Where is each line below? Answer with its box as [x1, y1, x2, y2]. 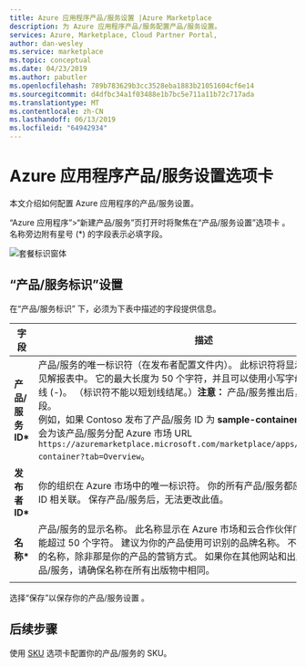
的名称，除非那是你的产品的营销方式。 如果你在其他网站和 [37, 549, 287, 562]
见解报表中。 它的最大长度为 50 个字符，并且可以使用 [37, 371, 268, 384]
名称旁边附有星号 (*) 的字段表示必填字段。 [9, 228, 168, 239]
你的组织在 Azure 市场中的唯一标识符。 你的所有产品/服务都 [37, 479, 293, 492]
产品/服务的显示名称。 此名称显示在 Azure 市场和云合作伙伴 [37, 522, 293, 535]
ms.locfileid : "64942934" [9, 124, 107, 133]
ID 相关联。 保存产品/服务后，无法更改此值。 [37, 493, 229, 505]
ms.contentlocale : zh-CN [9, 107, 104, 116]
